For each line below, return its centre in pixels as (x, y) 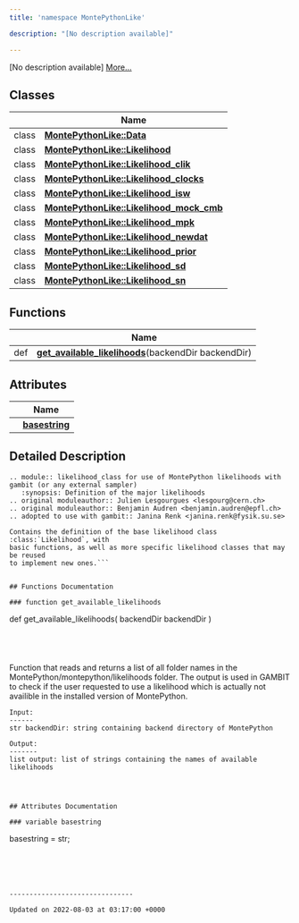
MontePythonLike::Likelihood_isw (117, 193)
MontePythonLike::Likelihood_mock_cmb (133, 208)
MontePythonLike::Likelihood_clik (117, 165)
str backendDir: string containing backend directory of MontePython (141, 728)
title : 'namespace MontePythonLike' (77, 17)
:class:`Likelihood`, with (59, 539)
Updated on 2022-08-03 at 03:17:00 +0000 (87, 910)
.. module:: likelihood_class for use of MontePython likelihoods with (145, 477)
